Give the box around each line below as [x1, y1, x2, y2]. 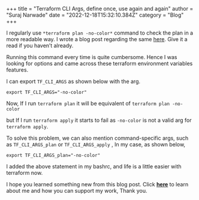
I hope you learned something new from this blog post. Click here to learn [6, 181, 189, 187]
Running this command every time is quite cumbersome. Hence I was [6, 54, 177, 60]
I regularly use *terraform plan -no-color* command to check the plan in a [6, 29, 194, 36]
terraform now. [6, 170, 43, 176]
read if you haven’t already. [6, 42, 74, 49]
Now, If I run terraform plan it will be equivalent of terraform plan [6, 100, 170, 107]
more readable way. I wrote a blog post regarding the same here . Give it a [6, 36, 188, 42]
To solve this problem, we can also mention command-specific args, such [6, 134, 189, 141]
